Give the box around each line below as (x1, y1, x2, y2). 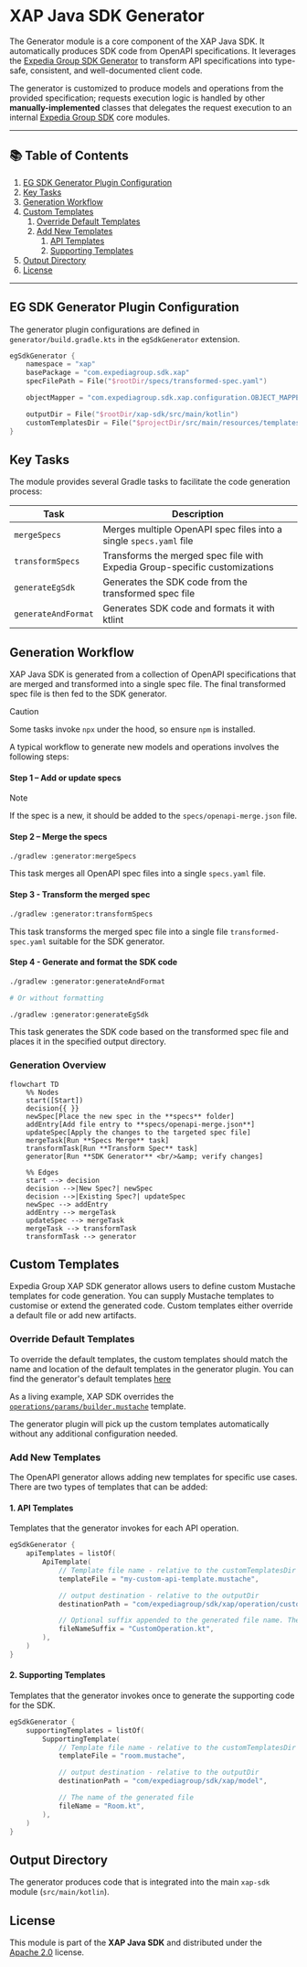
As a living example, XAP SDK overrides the (9, 1391, 175, 1402)
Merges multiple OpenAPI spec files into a (102, 523, 283, 536)
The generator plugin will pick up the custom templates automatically (9, 1418, 270, 1429)
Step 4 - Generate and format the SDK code (9, 957, 178, 968)
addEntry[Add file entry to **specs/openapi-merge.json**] (26, 1120, 256, 1129)
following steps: (9, 751, 69, 762)
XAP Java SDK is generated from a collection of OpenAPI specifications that (9, 669, 297, 680)
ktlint (102, 614, 124, 627)
